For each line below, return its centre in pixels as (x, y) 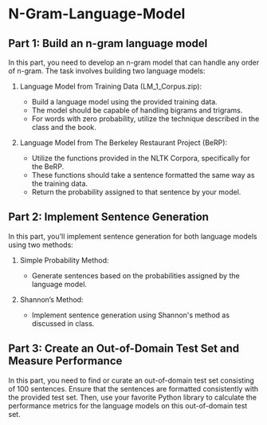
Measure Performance (65, 361)
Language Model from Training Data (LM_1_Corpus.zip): (110, 86)
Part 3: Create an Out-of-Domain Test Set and (124, 349)
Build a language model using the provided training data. (124, 102)
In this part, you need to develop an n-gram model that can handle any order (134, 62)
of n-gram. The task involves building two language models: (107, 71)
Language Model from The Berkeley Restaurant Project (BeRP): (124, 143)
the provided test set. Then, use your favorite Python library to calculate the (133, 397)
